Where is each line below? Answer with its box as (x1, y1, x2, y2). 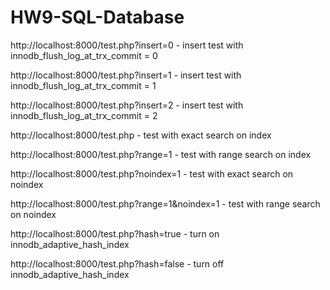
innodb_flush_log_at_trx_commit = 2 (10, 109, 158, 121)
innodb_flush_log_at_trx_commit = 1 (10, 79, 157, 91)
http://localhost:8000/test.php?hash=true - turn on (10, 227, 220, 240)
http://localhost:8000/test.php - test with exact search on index (10, 129, 272, 141)
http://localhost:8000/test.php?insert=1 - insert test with (10, 69, 242, 81)
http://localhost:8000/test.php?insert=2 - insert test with (10, 99, 244, 111)
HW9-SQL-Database (10, 6, 185, 29)
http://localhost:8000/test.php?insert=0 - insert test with (10, 39, 244, 51)
